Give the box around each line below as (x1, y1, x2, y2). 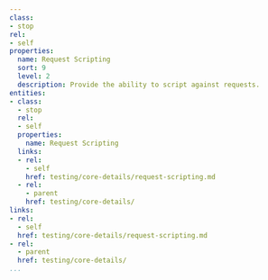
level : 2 (17, 72, 51, 81)
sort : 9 (17, 64, 47, 73)
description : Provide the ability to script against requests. (17, 80, 260, 89)
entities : (9, 88, 47, 97)
